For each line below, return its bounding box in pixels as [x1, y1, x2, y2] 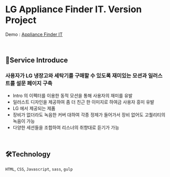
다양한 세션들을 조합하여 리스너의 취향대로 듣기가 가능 [12, 124, 119, 131]
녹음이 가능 [12, 118, 35, 124]
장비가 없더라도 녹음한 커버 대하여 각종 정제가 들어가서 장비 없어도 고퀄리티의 [12, 111, 166, 118]
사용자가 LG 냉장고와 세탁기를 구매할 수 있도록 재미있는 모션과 [5, 72, 147, 80]
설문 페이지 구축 [16, 80, 53, 87]
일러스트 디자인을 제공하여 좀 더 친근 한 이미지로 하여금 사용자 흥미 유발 [12, 98, 155, 105]
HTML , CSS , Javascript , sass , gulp [5, 166, 73, 172]
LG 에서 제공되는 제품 [12, 105, 56, 111]
